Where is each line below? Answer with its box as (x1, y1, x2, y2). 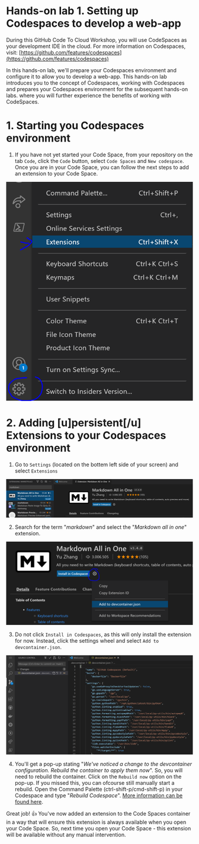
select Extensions (14, 467, 58, 474)
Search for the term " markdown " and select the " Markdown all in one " (14, 524, 187, 531)
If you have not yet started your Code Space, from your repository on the (14, 151, 193, 158)
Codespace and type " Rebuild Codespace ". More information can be (14, 792, 183, 799)
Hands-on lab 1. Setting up (6, 4, 139, 18)
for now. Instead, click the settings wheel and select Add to (14, 637, 159, 644)
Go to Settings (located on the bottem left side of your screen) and (14, 461, 179, 468)
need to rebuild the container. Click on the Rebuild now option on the (14, 773, 182, 780)
